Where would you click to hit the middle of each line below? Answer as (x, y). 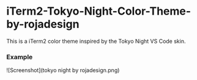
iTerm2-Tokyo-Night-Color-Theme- (99, 11)
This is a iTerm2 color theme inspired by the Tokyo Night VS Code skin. (96, 41)
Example (20, 57)
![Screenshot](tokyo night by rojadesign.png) (63, 70)
